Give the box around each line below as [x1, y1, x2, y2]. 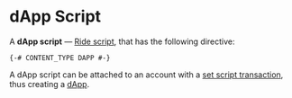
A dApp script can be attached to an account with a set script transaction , [9, 69, 284, 80]
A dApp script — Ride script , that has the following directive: [9, 36, 236, 47]
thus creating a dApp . [9, 78, 90, 89]
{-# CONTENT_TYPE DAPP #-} [9, 53, 111, 62]
